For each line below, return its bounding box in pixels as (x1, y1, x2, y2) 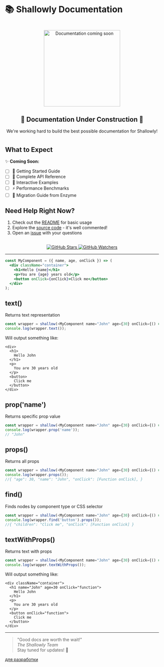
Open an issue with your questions (12, 230, 82, 236)
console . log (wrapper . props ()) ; (5, 473, 69, 477)
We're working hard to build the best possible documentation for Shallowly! (6, 128, 158, 134)
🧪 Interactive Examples (12, 179, 59, 185)
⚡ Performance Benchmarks (12, 185, 69, 191)
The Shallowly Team (17, 642, 59, 648)
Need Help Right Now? (5, 207, 75, 215)
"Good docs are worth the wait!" (17, 637, 82, 643)
